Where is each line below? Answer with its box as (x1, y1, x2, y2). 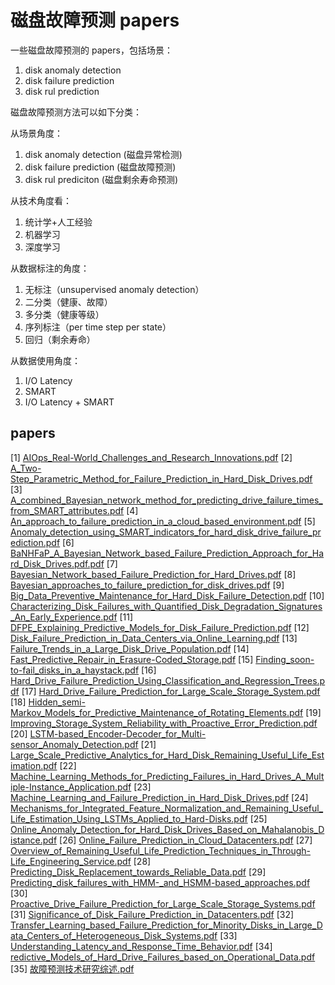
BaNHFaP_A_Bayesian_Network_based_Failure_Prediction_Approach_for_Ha (10, 547, 325, 559)
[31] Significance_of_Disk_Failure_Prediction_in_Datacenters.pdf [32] (10, 908, 295, 920)
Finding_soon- (255, 653, 315, 665)
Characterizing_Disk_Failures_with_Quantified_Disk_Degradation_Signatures (10, 600, 323, 612)
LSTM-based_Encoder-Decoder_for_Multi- (29, 727, 207, 740)
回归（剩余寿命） (24, 333, 96, 345)
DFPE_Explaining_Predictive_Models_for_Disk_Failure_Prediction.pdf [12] (10, 621, 310, 633)
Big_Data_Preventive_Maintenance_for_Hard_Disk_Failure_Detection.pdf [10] (10, 589, 325, 601)
